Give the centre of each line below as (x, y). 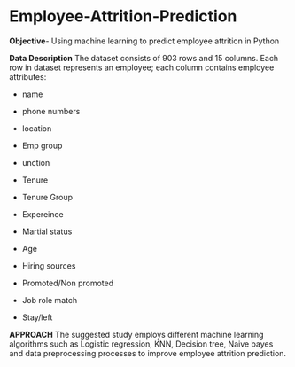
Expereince (43, 214)
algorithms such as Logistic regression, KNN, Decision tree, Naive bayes (141, 344)
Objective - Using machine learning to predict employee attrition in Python (144, 41)
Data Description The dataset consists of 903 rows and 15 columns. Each (144, 58)
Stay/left (37, 317)
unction (36, 162)
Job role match (50, 300)
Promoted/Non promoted (68, 283)
